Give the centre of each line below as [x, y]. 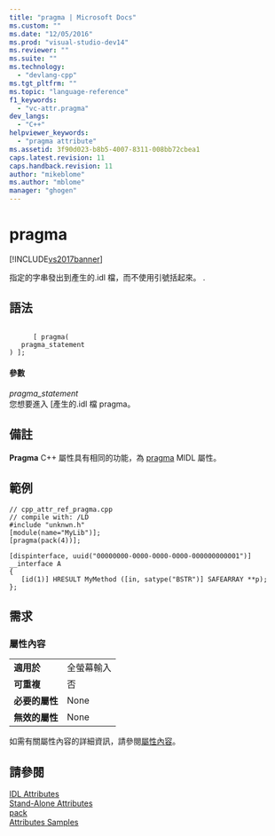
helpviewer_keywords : [49, 133]
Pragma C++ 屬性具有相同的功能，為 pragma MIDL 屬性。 [115, 457]
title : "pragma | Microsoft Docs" [73, 17]
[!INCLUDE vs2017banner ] [56, 259]
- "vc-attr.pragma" [53, 108]
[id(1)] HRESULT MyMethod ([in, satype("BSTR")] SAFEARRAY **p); [144, 579]
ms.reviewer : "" [39, 51]
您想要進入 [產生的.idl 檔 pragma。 [72, 404]
